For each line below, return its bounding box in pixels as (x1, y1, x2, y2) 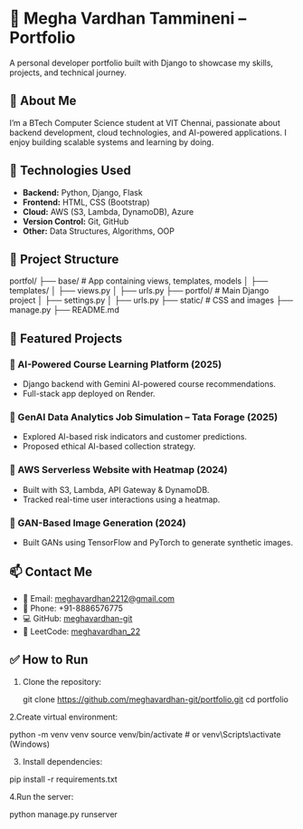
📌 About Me (9, 93, 77, 109)
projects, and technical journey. (9, 67, 127, 78)
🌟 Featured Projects (9, 331, 123, 346)
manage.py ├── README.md (9, 304, 119, 315)
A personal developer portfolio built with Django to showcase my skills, (9, 57, 274, 68)
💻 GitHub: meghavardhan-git (22, 612, 133, 623)
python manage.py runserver (9, 808, 118, 819)
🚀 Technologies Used (9, 163, 131, 178)
